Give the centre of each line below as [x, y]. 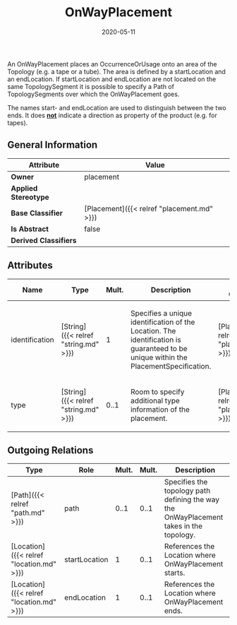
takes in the [183, 526]
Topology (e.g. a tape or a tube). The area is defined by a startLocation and [116, 71]
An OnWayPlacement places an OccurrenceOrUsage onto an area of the [112, 64]
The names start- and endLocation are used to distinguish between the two [117, 107]
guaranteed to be [159, 348]
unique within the [159, 357]
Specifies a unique [161, 313]
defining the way [192, 500]
